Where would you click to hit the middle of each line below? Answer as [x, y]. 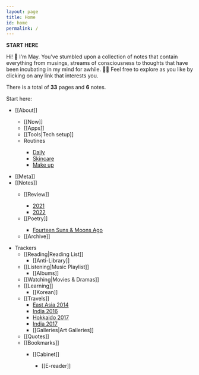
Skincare [43, 159]
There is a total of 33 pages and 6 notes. [56, 87]
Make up [43, 165]
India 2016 [45, 311]
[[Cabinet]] [46, 354]
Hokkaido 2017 [51, 318]
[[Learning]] [38, 286]
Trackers [26, 248]
